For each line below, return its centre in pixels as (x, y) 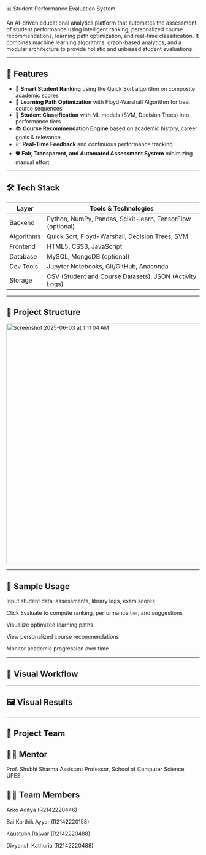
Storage (21, 280)
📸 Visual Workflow (42, 673)
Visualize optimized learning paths (50, 625)
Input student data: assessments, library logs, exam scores (81, 601)
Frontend (22, 246)
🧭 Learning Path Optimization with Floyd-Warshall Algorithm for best (103, 102)
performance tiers (38, 121)
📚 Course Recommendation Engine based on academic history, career (106, 128)
